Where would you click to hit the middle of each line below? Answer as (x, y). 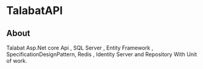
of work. (17, 61)
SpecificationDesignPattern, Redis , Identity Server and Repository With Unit (102, 54)
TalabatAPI (35, 11)
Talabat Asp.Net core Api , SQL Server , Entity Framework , (80, 48)
